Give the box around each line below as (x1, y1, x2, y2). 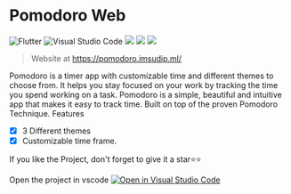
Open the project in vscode (9, 174, 109, 185)
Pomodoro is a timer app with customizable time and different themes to (9, 70, 274, 81)
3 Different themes (21, 125, 92, 136)
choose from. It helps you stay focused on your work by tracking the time (9, 79, 279, 90)
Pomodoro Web (9, 5, 126, 26)
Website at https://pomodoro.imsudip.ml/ (30, 53, 182, 63)
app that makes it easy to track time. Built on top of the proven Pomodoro (9, 99, 279, 109)
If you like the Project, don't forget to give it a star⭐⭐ (9, 154, 202, 165)
